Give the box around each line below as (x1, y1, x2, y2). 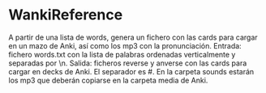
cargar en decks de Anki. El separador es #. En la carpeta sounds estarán (8, 66, 255, 76)
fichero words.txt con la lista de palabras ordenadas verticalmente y (8, 49, 236, 59)
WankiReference (8, 6, 123, 24)
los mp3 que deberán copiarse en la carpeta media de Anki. (8, 75, 208, 85)
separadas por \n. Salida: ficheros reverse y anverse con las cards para (8, 58, 247, 68)
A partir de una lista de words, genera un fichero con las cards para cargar (8, 32, 258, 42)
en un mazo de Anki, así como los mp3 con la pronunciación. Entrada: (8, 40, 242, 50)
